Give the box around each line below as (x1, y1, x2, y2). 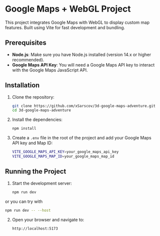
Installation (5, 81, 40, 89)
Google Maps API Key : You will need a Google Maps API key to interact (12, 62, 155, 67)
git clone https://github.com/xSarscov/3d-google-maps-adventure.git (12, 103, 156, 108)
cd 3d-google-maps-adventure (12, 108, 71, 113)
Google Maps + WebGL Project (5, 3, 131, 15)
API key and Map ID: (12, 140, 53, 146)
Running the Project (5, 168, 66, 176)
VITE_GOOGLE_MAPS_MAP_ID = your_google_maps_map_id (12, 154, 115, 159)
